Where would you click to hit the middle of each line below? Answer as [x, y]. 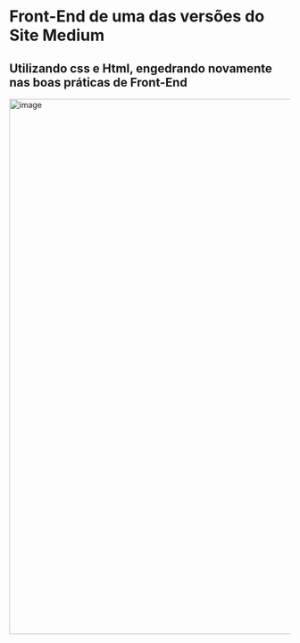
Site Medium [57, 35]
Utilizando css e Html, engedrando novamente [141, 68]
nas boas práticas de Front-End [98, 82]
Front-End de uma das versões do [137, 17]
